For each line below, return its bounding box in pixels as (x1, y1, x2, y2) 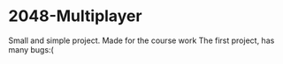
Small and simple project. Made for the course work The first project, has (8, 35, 275, 46)
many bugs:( (8, 44, 54, 54)
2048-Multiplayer (8, 6, 142, 26)
